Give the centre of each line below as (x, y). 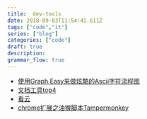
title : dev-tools (34, 14)
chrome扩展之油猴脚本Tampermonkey (73, 108)
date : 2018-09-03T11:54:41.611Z (55, 21)
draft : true (25, 47)
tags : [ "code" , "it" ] (38, 27)
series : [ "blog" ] (33, 34)
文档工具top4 (37, 90)
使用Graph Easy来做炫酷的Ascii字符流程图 (78, 81)
